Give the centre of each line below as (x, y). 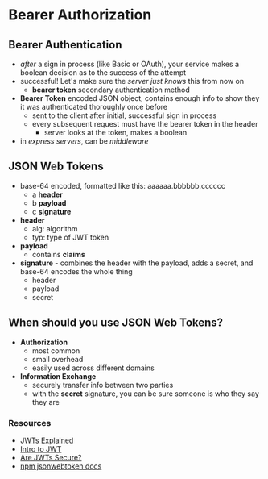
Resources (30, 423)
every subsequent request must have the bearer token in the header (145, 124)
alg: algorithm (55, 228)
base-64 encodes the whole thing (76, 271)
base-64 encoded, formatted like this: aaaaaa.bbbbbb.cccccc (123, 185)
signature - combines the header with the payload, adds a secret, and (136, 263)
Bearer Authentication (65, 45)
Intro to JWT (41, 448)
